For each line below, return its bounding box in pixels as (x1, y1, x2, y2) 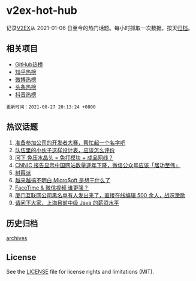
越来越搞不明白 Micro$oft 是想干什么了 (14, 176, 111, 184)
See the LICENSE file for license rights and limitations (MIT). (6, 268, 155, 276)
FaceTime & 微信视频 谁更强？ (14, 184, 89, 191)
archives (6, 235, 28, 242)
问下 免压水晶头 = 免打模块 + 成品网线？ (14, 154, 114, 161)
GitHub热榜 (14, 61, 43, 68)
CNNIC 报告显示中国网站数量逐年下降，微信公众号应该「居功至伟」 (14, 161, 181, 168)
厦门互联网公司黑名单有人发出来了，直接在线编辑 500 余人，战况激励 (14, 191, 186, 199)
